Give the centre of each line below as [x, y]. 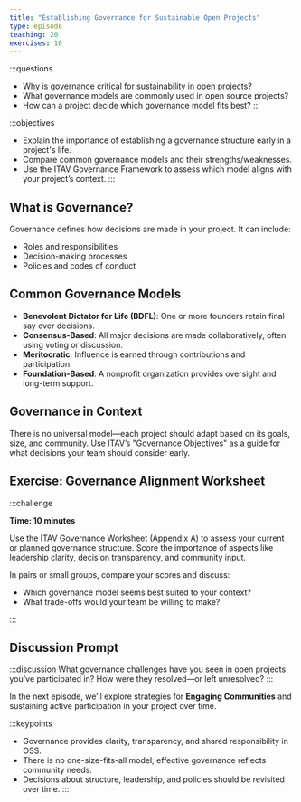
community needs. [57, 770]
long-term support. [58, 383]
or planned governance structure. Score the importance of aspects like [141, 547]
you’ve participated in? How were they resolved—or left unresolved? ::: [141, 679]
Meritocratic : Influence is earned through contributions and [134, 354]
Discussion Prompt [64, 647]
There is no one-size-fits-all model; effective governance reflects [144, 760]
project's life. [47, 150]
